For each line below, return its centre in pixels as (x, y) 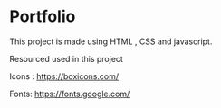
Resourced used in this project (67, 58)
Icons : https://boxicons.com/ (64, 76)
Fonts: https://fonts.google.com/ (70, 94)
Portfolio (43, 17)
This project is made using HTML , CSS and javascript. (111, 41)
